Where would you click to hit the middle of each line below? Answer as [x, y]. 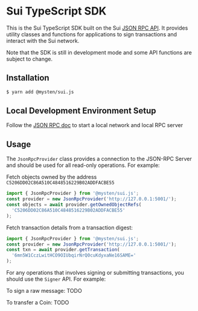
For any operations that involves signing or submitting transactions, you [95, 273]
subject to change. [30, 59]
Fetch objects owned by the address [52, 177]
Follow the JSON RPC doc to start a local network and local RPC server [95, 125]
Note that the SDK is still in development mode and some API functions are [99, 52]
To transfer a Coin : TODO [38, 303]
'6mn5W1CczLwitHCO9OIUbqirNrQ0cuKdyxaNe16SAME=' [74, 255]
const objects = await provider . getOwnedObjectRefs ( [74, 205]
